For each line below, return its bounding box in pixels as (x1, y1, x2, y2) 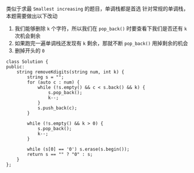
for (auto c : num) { (27, 79, 80, 85)
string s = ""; (27, 74, 64, 80)
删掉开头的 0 (14, 47, 45, 54)
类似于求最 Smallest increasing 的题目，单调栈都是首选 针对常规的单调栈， (6, 5, 189, 12)
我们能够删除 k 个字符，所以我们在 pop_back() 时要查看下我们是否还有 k (14, 25, 188, 32)
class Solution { (6, 59, 49, 65)
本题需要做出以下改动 (6, 12, 57, 19)
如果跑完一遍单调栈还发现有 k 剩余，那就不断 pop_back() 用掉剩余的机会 (14, 40, 189, 46)
